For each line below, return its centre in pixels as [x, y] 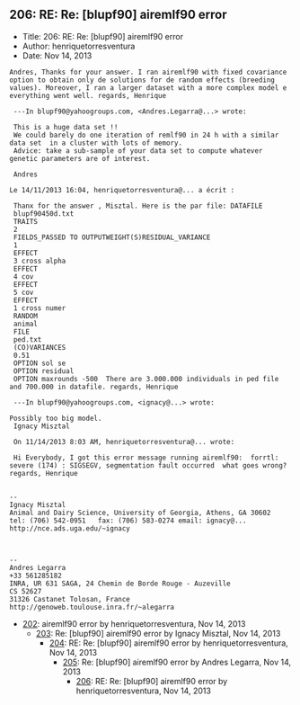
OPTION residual [44, 371]
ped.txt [27, 339]
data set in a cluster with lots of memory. [96, 143]
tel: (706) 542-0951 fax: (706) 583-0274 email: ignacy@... [128, 521]
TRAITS [26, 221]
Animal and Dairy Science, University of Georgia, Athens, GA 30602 [140, 513]
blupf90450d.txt [44, 214]
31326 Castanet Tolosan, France [70, 599]
